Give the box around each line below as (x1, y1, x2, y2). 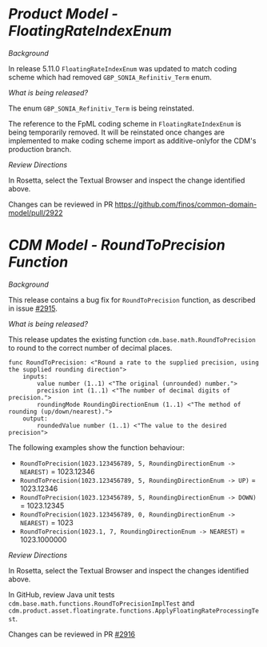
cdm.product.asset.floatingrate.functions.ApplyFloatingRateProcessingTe (8, 606, 260, 615)
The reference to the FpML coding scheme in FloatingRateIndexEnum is (8, 119, 241, 128)
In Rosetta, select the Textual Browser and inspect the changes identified (8, 565, 249, 575)
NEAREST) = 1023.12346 (19, 466, 96, 476)
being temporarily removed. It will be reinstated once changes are (8, 127, 225, 137)
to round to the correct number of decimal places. (8, 343, 173, 352)
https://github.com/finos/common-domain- (114, 199, 257, 209)
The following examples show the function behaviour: (8, 442, 185, 452)
